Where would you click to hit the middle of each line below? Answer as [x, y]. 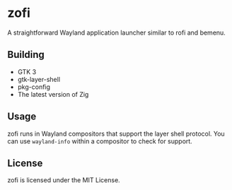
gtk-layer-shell [39, 79]
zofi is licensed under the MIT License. [64, 180]
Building [26, 55]
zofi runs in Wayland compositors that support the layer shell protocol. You [116, 133]
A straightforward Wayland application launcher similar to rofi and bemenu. [117, 32]
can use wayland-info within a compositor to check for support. [100, 141]
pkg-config [34, 87]
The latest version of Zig [53, 94]
